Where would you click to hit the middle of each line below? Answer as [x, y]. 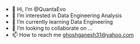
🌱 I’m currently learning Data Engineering [62, 22]
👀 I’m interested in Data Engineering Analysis [67, 15]
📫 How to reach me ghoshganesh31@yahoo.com [73, 35]
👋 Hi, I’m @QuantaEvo [39, 9]
